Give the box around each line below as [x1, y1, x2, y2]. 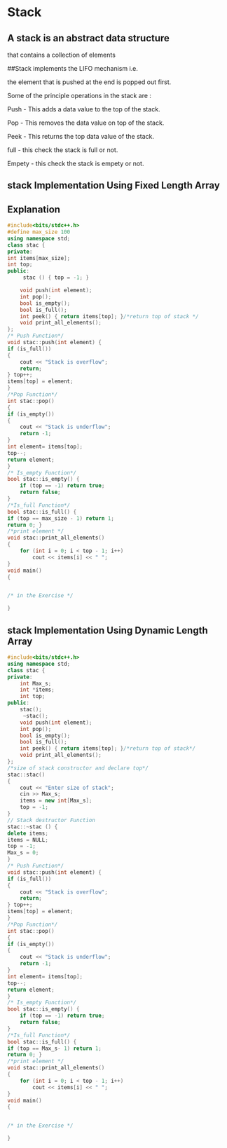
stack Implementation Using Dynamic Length [7, 624, 208, 636]
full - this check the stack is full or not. [7, 146, 118, 154]
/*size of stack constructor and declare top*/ [7, 765, 149, 772]
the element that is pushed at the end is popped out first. [7, 78, 172, 86]
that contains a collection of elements [7, 50, 116, 59]
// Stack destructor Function [7, 816, 96, 824]
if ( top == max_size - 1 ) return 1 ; [7, 514, 114, 522]
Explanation [7, 203, 61, 215]
